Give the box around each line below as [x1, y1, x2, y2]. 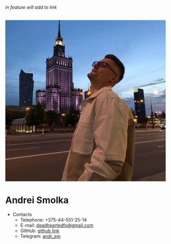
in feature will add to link [5, 4, 57, 10]
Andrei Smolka [5, 194, 69, 206]
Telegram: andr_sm [20, 233, 61, 239]
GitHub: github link [20, 228, 60, 234]
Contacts [12, 211, 32, 217]
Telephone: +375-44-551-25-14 [20, 217, 88, 223]
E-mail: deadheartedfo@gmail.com [20, 223, 94, 229]
